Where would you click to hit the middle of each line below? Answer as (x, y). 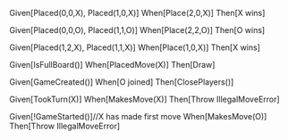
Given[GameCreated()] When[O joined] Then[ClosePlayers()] (122, 82)
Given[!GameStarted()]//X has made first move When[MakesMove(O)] (138, 116)
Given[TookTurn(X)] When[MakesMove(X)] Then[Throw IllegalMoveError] (144, 99)
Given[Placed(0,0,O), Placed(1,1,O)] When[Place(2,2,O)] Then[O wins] (137, 30)
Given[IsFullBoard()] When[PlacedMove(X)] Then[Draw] (112, 65)
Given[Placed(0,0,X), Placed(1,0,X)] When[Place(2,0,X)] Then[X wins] (137, 13)
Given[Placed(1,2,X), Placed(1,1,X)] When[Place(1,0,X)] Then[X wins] (135, 47)
